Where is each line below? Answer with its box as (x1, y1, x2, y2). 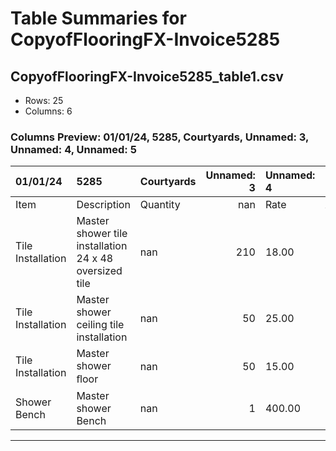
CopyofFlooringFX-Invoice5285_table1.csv (10, 68, 284, 85)
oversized (76, 264, 123, 278)
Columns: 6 (24, 105, 73, 117)
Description (76, 198, 131, 212)
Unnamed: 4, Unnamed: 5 (10, 142, 137, 156)
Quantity (139, 198, 181, 212)
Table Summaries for (10, 7, 187, 30)
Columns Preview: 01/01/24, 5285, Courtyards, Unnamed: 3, (10, 130, 310, 144)
